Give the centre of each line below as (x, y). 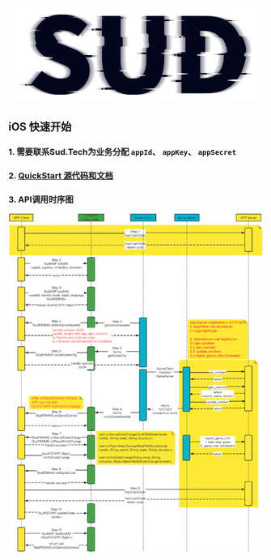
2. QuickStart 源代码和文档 (61, 175)
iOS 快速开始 (40, 127)
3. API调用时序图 (41, 199)
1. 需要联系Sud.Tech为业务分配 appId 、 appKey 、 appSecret (123, 152)
